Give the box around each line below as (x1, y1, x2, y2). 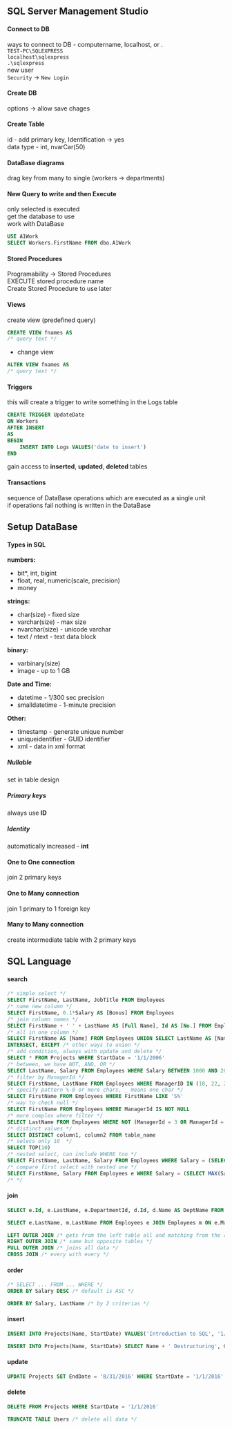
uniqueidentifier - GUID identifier (17, 735, 110, 744)
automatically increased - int (7, 842, 89, 851)
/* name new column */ (7, 1003, 72, 1010)
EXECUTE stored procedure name (7, 277, 104, 285)
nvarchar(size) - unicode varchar (17, 625, 111, 634)
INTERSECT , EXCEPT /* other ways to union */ (7, 1041, 140, 1049)
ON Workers (7, 418, 39, 425)
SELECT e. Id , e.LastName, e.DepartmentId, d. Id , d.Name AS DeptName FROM (7, 1206, 224, 1213)
